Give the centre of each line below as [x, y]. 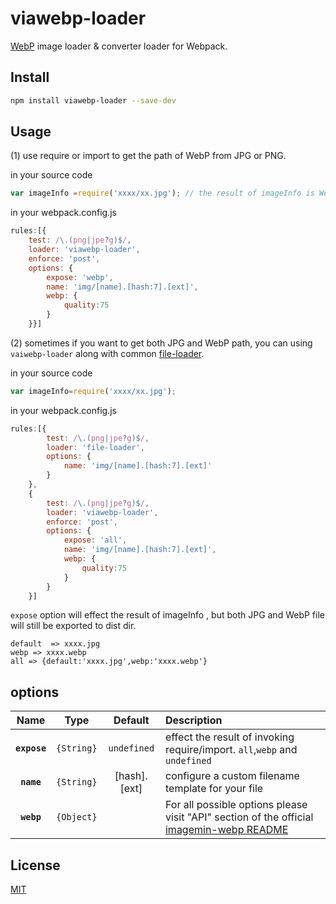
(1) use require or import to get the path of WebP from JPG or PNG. [148, 156]
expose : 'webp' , [80, 277]
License [35, 865]
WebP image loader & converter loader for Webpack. [119, 46]
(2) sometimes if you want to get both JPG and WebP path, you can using [161, 343]
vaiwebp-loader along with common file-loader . [107, 353]
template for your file [214, 789]
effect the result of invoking [229, 737]
